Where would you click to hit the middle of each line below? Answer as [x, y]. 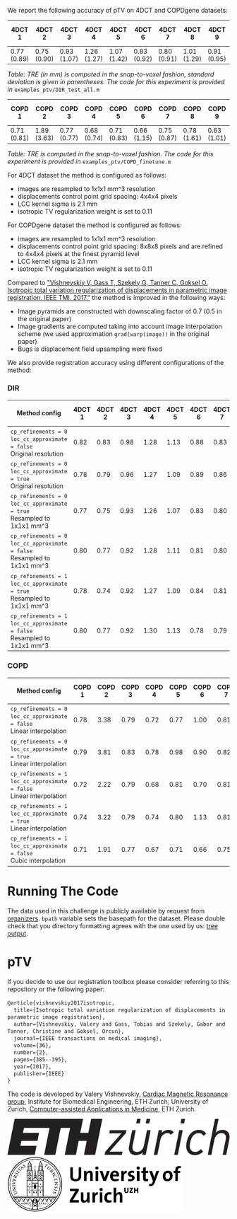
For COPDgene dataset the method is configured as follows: [95, 225]
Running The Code [63, 891]
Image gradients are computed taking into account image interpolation [120, 326]
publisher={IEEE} [39, 1074]
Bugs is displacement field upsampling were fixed [90, 349]
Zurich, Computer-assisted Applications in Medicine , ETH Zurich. [102, 1109]
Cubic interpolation [38, 861]
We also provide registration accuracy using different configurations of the [116, 362]
